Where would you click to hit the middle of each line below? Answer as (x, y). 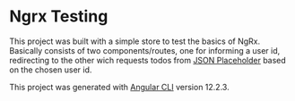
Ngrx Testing (59, 17)
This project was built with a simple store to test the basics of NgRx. (135, 41)
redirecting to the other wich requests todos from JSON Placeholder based (148, 60)
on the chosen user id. (51, 70)
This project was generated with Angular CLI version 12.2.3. (120, 87)
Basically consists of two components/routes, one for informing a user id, (145, 50)
